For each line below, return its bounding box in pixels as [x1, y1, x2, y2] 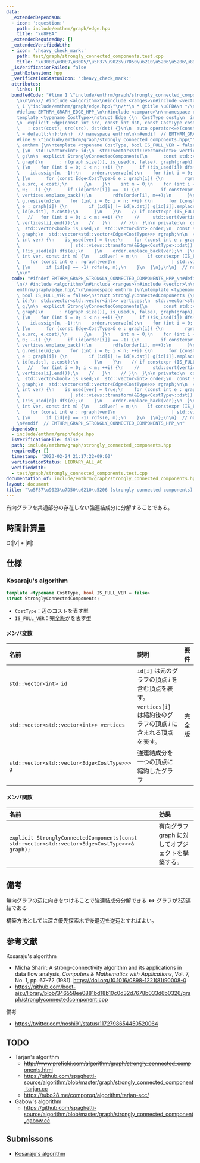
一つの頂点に [137, 758, 174, 766]
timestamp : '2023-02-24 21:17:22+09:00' [11, 453, 113, 459]
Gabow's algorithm [14, 1098, 61, 1105]
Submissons [6, 1134, 54, 1144]
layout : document [6, 481, 49, 487]
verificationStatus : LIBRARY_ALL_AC [11, 459, 102, 465]
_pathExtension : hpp [11, 70, 62, 76]
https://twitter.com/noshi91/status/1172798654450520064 [14, 1020, 159, 1027]
